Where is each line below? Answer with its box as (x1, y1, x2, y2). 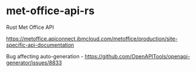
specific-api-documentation (6, 41, 74, 48)
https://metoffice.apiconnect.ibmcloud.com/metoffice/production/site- (6, 35, 178, 42)
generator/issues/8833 (6, 59, 62, 66)
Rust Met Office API (6, 24, 54, 31)
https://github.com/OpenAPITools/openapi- (84, 53, 191, 60)
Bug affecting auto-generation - (6, 53, 84, 60)
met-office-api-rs (6, 4, 95, 18)
